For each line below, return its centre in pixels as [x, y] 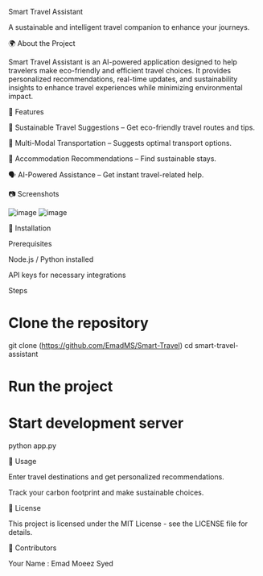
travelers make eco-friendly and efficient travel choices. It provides [120, 70]
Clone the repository [78, 323]
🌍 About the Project [42, 43]
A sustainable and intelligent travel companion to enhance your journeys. [129, 27]
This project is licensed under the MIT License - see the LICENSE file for [128, 524]
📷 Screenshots [34, 194]
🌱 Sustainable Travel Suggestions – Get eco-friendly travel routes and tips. [132, 127]
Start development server [96, 423]
